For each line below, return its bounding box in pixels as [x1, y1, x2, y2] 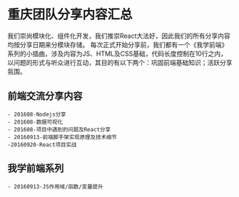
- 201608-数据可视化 [7, 118, 63, 126]
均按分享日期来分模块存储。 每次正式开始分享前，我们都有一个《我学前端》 [7, 40, 228, 49]
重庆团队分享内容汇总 [7, 6, 133, 23]
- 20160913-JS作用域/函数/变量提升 [7, 183, 103, 190]
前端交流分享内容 [7, 90, 83, 102]
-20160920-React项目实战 [7, 141, 77, 148]
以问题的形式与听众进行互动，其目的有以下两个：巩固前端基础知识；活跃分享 [7, 58, 233, 66]
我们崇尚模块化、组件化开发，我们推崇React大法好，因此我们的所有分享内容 [7, 31, 230, 40]
